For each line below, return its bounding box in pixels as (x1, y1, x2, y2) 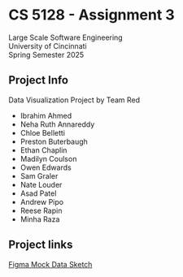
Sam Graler (20, 171, 59, 180)
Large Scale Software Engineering (8, 32, 124, 42)
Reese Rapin (20, 206, 63, 215)
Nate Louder (20, 180, 63, 189)
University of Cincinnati (8, 41, 87, 50)
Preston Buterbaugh (20, 136, 88, 146)
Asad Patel (20, 188, 57, 198)
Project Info (8, 73, 69, 87)
